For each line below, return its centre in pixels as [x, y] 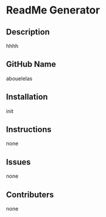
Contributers [30, 194]
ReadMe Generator [53, 10]
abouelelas [19, 78]
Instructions [29, 130]
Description [28, 32]
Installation [27, 97]
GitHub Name [31, 64]
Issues [18, 162]
